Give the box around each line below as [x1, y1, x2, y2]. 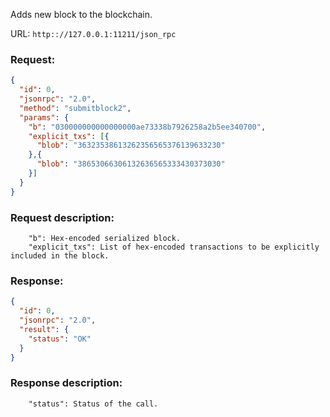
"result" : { [19, 324, 70, 334]
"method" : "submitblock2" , [19, 103, 132, 113]
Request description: [10, 210, 115, 224]
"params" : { [19, 112, 70, 123]
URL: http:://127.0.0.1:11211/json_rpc [10, 28, 177, 39]
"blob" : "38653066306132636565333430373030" [36, 159, 226, 169]
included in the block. [10, 250, 110, 261]
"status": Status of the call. [28, 399, 159, 409]
